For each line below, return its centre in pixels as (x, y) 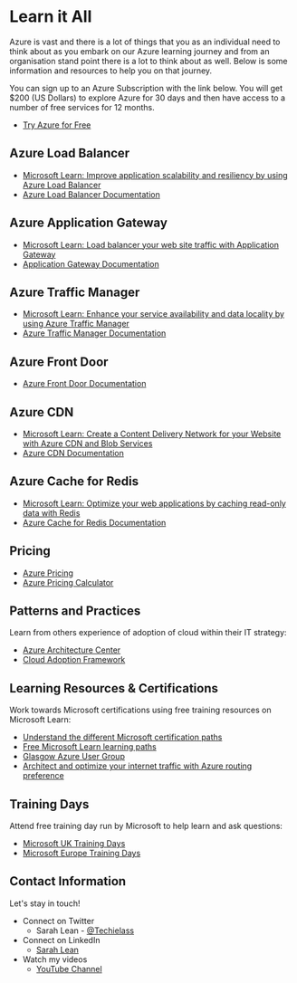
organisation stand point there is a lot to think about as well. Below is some (148, 61)
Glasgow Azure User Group (73, 757)
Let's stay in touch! (45, 903)
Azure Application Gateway (88, 223)
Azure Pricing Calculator (68, 582)
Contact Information (68, 881)
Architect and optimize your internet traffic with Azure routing (137, 766)
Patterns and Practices (75, 611)
